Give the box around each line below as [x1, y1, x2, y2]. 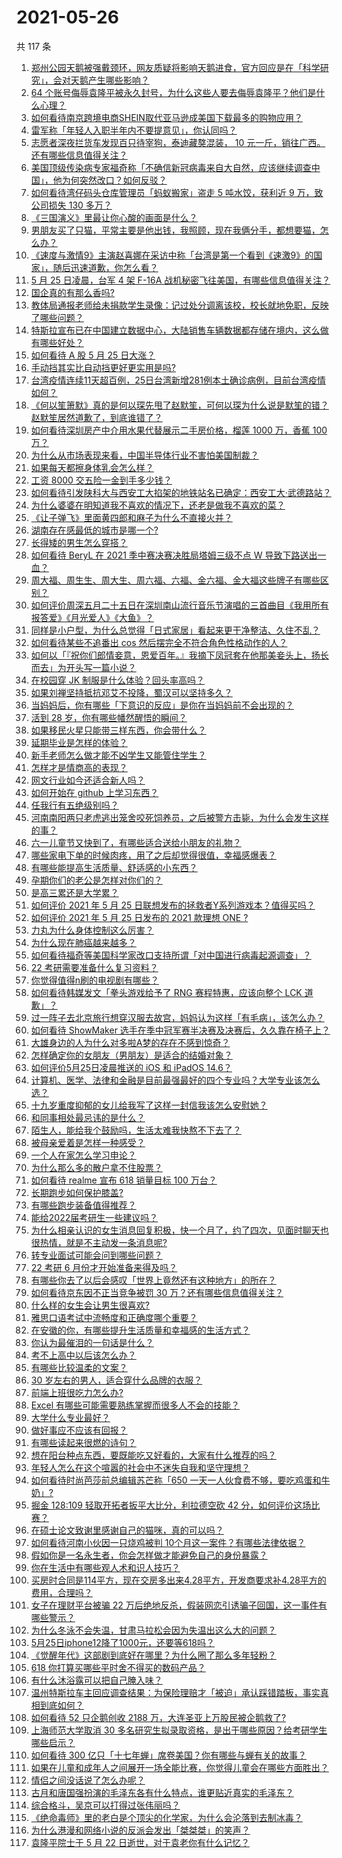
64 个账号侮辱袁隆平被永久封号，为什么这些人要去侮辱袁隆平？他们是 [30, 86, 317, 98]
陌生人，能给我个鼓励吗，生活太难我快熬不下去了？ [30, 1124, 242, 1136]
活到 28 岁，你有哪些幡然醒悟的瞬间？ [30, 711, 188, 723]
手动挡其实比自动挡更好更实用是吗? [30, 361, 176, 373]
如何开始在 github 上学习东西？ [30, 786, 159, 798]
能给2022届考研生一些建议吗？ [30, 1211, 159, 1223]
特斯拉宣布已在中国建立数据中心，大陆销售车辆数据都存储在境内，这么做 [30, 324, 329, 336]
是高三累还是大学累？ [30, 886, 119, 898]
